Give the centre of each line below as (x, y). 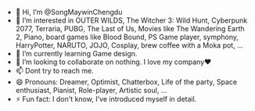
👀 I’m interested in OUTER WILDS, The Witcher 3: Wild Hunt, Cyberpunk (131, 20)
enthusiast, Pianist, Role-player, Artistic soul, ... (91, 90)
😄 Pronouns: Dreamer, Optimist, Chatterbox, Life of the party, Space (126, 82)
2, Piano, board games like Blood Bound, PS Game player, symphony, (127, 37)
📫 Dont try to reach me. (54, 71)
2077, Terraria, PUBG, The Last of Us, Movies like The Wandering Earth (130, 29)
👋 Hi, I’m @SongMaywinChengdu (69, 12)
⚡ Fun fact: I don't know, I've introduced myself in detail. (106, 99)
